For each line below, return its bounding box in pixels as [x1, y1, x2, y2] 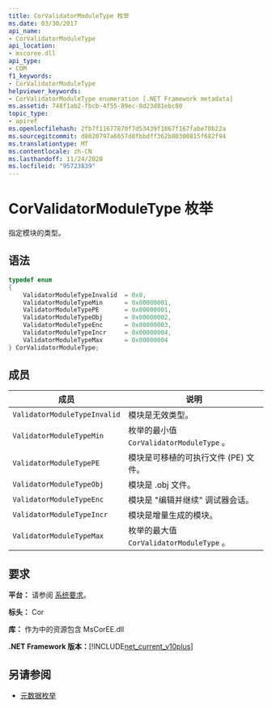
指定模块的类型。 [8, 228, 66, 238]
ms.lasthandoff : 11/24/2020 [8, 155, 104, 163]
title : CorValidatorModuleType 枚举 [8, 11, 130, 20]
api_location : [8, 42, 57, 50]
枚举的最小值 [128, 425, 177, 436]
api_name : [8, 27, 42, 35]
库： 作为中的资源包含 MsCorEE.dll [8, 625, 125, 634]
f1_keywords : [8, 72, 53, 80]
